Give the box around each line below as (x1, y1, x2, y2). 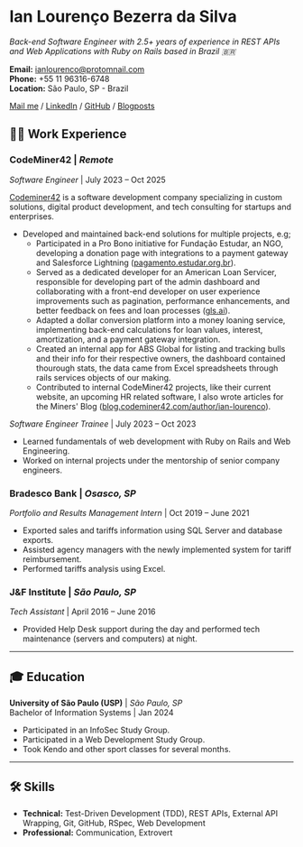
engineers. (22, 465, 63, 475)
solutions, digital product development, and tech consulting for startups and (9, 201, 291, 212)
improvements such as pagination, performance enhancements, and (35, 295, 290, 306)
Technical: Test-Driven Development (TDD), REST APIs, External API (22, 807, 278, 818)
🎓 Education (9, 669, 86, 685)
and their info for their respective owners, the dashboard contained (35, 353, 286, 364)
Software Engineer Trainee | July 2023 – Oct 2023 (9, 418, 197, 429)
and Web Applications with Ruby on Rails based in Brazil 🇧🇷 (9, 45, 236, 56)
